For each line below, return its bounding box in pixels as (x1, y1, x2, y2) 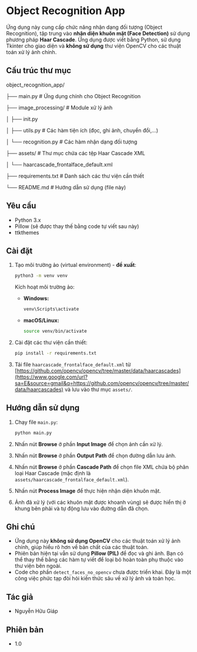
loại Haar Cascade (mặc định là (14, 469, 91, 477)
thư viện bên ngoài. (14, 563, 62, 570)
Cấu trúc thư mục (6, 66, 72, 76)
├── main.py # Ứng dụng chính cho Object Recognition (6, 92, 141, 99)
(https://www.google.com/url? (14, 373, 88, 380)
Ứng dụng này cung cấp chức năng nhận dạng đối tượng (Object (6, 24, 163, 31)
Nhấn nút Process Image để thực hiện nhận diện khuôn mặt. (14, 487, 162, 494)
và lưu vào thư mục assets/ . (64, 386, 133, 393)
